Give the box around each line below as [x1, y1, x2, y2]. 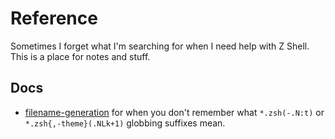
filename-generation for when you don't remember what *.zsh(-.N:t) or [24, 106, 325, 118]
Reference [10, 7, 98, 30]
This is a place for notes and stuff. [10, 50, 151, 62]
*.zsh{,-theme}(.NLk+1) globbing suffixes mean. [24, 117, 226, 129]
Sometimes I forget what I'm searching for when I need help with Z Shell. [10, 40, 310, 52]
